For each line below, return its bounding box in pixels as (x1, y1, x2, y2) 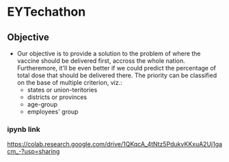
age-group (27, 100, 58, 108)
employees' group (27, 107, 79, 116)
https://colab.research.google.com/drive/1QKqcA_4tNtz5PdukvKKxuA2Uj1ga (7, 140, 223, 148)
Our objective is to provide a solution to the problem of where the (16, 49, 201, 57)
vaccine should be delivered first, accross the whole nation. (16, 57, 186, 65)
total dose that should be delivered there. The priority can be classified (16, 71, 217, 79)
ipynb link (7, 124, 41, 134)
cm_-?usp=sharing (7, 148, 60, 156)
